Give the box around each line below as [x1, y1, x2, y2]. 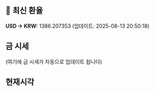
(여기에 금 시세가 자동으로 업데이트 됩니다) [5, 58, 103, 65]
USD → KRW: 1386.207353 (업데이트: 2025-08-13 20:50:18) [5, 22, 150, 29]
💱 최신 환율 [5, 5, 44, 16]
